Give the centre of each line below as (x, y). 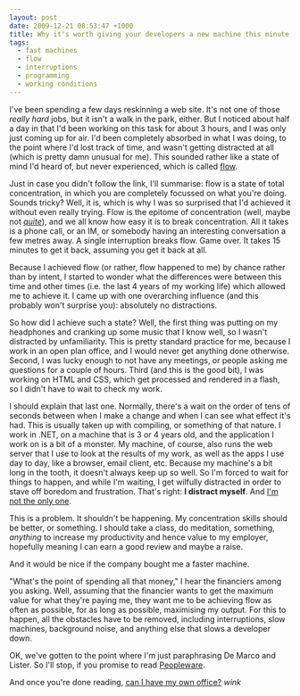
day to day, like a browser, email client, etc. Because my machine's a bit (141, 463)
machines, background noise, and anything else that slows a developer (140, 628)
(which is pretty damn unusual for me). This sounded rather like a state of (144, 156)
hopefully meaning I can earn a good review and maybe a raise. (126, 546)
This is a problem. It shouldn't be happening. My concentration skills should (149, 518)
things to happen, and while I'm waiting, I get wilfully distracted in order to (146, 482)
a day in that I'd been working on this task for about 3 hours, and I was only (148, 128)
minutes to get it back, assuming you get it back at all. (108, 250)
